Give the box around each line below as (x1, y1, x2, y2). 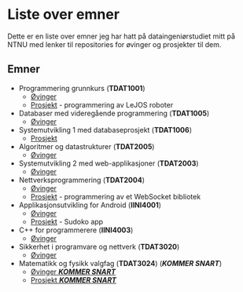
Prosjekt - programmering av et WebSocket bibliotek (30, 192, 201, 201)
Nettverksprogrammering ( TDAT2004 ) (18, 175, 145, 184)
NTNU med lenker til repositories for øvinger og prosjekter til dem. (7, 39, 222, 49)
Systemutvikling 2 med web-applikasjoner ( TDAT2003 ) (18, 159, 199, 168)
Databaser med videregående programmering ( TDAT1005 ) (18, 108, 210, 118)
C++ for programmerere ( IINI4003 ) (18, 225, 134, 235)
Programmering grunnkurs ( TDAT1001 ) (18, 83, 145, 93)
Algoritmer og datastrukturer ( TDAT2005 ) (18, 141, 155, 151)
